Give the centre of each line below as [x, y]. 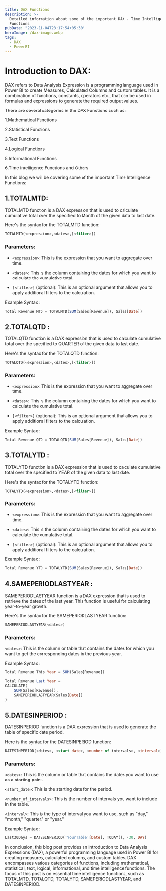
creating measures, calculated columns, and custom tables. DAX [71, 858]
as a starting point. [24, 780]
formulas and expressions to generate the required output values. [72, 101]
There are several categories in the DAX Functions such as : [66, 110]
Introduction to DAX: [48, 71]
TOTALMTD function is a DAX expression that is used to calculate [72, 210]
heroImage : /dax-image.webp [34, 33]
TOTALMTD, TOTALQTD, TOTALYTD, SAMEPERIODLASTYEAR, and [73, 879]
